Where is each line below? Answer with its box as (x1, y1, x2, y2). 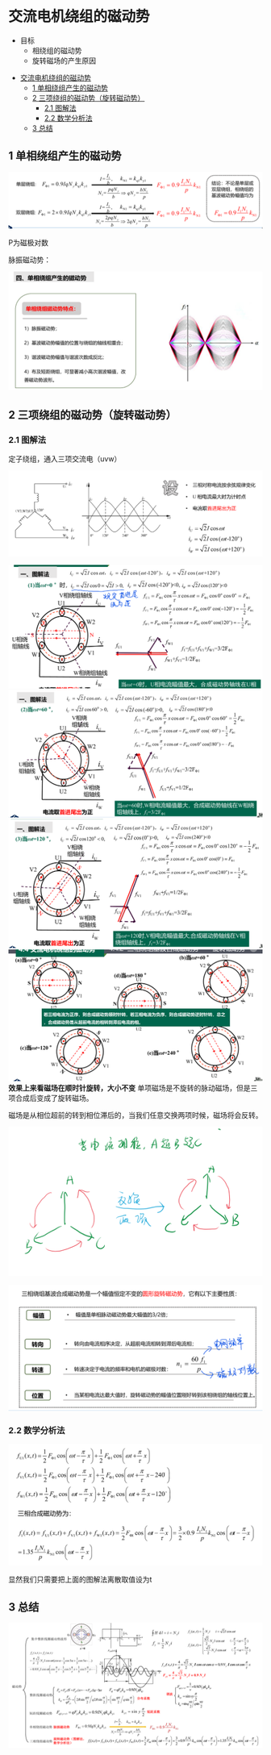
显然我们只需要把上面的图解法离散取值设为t (8, 1574, 152, 1584)
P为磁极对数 (8, 237, 48, 247)
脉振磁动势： (8, 255, 51, 265)
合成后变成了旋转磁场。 (15, 1093, 94, 1103)
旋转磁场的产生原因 (31, 56, 97, 65)
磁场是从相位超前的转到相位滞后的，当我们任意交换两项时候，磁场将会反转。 (8, 1110, 263, 1119)
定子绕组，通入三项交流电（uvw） (8, 453, 122, 464)
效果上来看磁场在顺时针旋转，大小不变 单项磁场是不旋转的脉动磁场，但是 (8, 1082, 251, 1093)
